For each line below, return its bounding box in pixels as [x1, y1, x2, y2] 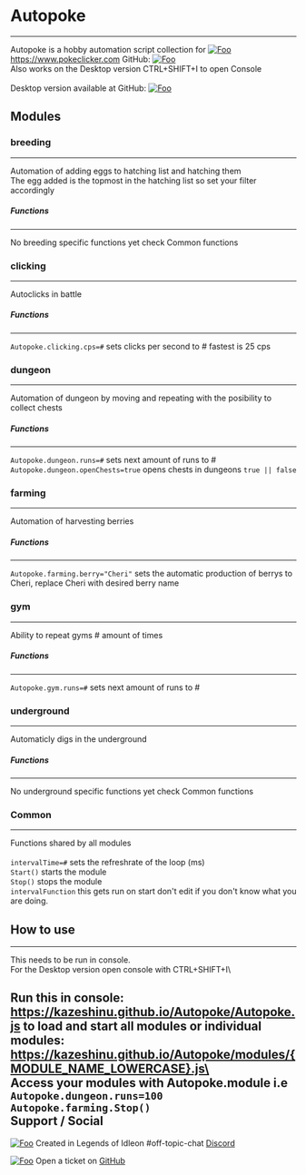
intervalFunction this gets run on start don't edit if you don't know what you [10, 886, 297, 897]
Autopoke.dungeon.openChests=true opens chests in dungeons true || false [10, 464, 297, 475]
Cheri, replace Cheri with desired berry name [10, 578, 180, 588]
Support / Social [10, 1113, 104, 1129]
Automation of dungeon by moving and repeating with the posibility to [10, 392, 271, 404]
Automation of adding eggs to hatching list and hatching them [10, 165, 242, 176]
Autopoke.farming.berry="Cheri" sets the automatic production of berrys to [10, 568, 293, 579]
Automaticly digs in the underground [10, 733, 148, 745]
